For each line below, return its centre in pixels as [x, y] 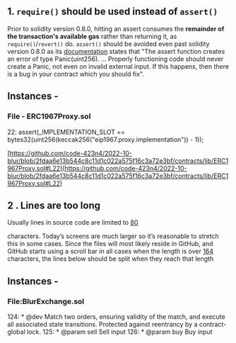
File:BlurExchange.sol [46, 301]
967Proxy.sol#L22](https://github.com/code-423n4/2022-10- [97, 168]
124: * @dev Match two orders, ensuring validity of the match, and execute [116, 317]
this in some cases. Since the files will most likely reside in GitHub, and [110, 244]
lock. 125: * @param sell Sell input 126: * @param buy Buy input [120, 332]
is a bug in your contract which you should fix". [76, 74]
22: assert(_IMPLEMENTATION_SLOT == [66, 132]
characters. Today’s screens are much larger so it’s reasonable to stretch [113, 236]
